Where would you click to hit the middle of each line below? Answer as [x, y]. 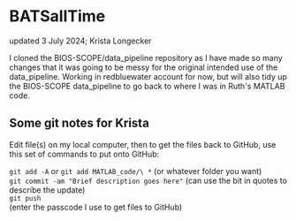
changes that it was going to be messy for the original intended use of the [144, 67]
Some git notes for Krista [80, 123]
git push [25, 198]
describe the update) [47, 190]
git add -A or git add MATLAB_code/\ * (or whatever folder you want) [136, 171]
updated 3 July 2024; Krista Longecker [80, 41]
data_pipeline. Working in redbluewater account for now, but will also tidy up [148, 76]
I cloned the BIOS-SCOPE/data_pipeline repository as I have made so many [146, 57]
